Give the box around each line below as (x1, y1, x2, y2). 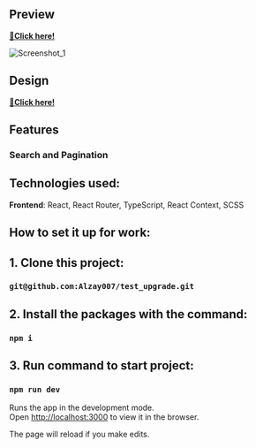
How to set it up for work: (9, 225, 151, 240)
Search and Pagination (9, 148, 109, 161)
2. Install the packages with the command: (9, 307, 248, 322)
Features (9, 123, 59, 138)
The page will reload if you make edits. (9, 429, 150, 440)
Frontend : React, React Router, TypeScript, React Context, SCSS (9, 199, 245, 210)
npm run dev (9, 384, 61, 395)
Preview (9, 7, 56, 22)
